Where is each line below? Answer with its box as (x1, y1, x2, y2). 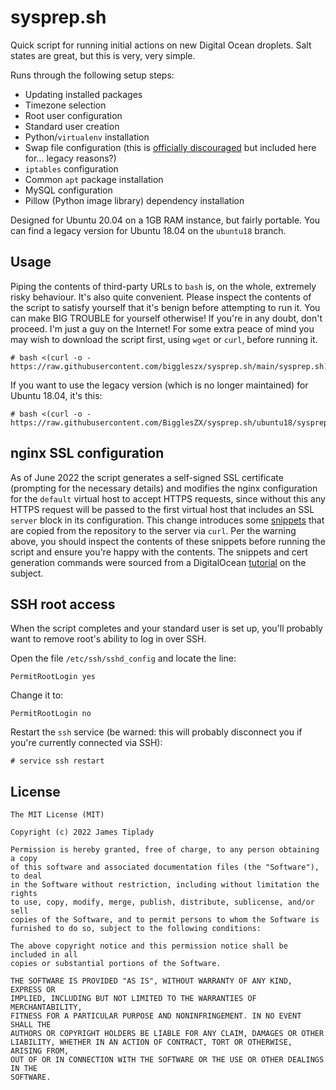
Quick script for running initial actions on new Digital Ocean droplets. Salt (10, 39, 312, 51)
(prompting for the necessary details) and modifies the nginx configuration (10, 482, 318, 494)
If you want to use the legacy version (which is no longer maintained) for (10, 379, 309, 391)
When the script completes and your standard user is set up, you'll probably (10, 622, 323, 635)
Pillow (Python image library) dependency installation (24, 194, 245, 206)
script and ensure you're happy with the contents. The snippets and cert (10, 546, 308, 558)
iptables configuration (24, 162, 119, 175)
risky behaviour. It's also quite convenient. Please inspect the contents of (10, 291, 312, 303)
